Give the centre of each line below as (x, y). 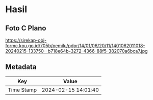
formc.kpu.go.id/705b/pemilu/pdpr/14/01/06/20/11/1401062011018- (75, 46)
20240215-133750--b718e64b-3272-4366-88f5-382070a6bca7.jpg (76, 51)
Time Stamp (22, 90)
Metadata (21, 67)
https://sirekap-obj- (26, 40)
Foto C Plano (26, 28)
